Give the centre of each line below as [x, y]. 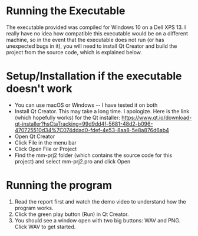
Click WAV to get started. [45, 227]
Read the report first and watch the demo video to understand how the [100, 201]
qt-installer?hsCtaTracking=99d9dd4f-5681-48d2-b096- [84, 124]
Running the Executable [66, 11]
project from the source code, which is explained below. [74, 52]
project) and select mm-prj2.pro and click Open [72, 161]
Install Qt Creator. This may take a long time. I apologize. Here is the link [102, 111]
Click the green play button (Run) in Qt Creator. [72, 214]
